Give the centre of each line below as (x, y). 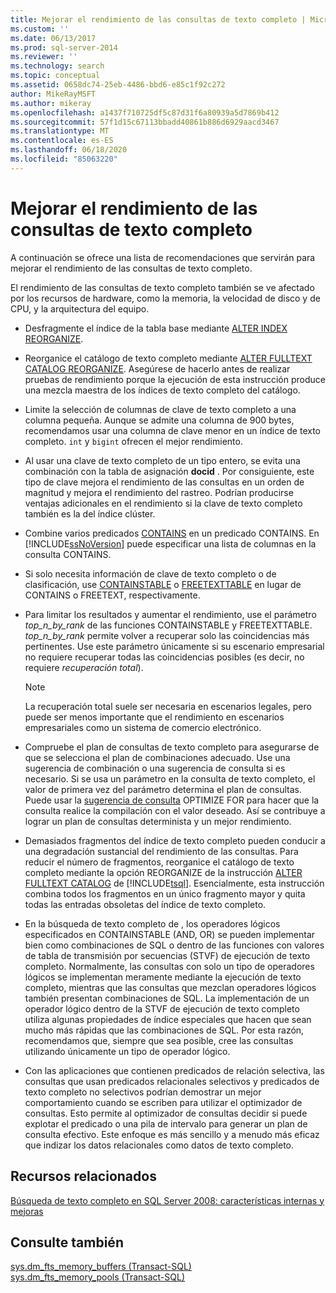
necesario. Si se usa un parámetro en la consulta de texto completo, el (170, 778)
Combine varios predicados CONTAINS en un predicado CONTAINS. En (172, 533)
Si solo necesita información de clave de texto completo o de (150, 573)
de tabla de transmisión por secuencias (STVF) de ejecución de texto (167, 955)
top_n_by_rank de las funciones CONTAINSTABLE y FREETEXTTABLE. (168, 625)
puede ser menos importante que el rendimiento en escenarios (154, 717)
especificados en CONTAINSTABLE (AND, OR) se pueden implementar (170, 934)
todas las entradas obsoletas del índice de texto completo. (145, 904)
